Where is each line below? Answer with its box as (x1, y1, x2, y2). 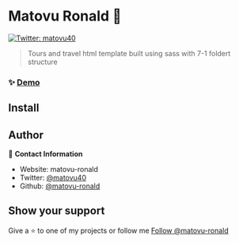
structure (27, 57, 58, 66)
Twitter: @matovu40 (19, 173, 87, 183)
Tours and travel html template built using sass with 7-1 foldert (27, 48, 231, 58)
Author (8, 128, 44, 142)
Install (8, 101, 40, 115)
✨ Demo (8, 77, 40, 88)
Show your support (8, 204, 105, 218)
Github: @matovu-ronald (19, 181, 101, 191)
